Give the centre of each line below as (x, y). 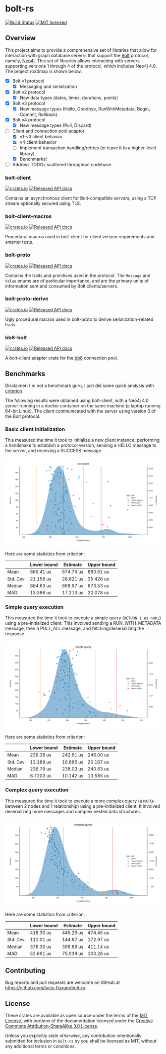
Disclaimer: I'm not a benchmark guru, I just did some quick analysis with (80, 385)
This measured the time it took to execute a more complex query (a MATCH (80, 801)
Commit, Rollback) (39, 114)
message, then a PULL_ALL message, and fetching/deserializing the (75, 628)
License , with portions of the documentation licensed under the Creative (79, 1021)
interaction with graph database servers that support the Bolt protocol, (77, 55)
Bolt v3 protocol (29, 103)
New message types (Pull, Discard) (55, 125)
